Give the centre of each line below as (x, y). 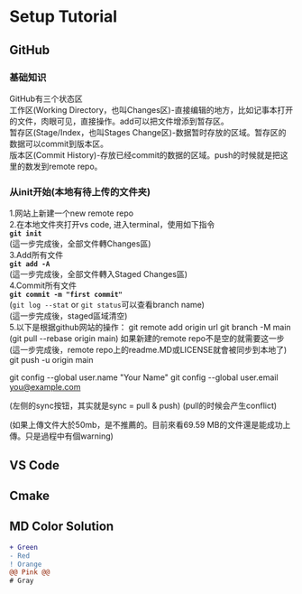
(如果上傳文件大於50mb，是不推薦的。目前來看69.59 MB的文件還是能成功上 (150, 425)
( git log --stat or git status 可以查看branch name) (107, 305)
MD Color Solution (62, 527)
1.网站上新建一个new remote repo (71, 213)
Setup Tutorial (64, 17)
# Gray (22, 581)
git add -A (30, 265)
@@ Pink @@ (30, 572)
